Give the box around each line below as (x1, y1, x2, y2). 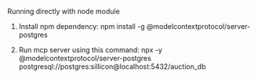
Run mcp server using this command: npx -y (18, 45, 162, 54)
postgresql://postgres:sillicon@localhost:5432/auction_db (18, 62, 206, 71)
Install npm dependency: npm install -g (18, 22, 146, 31)
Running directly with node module (7, 7, 121, 16)
